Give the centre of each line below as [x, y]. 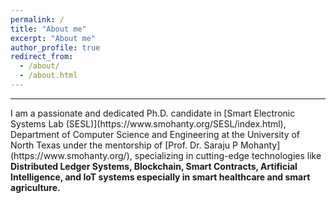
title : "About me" [48, 29]
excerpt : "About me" [53, 38]
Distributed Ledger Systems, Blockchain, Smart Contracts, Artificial [154, 166]
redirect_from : [42, 57]
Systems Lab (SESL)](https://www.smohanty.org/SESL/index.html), [148, 123]
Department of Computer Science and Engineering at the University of [155, 134]
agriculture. [35, 187]
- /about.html [48, 76]
